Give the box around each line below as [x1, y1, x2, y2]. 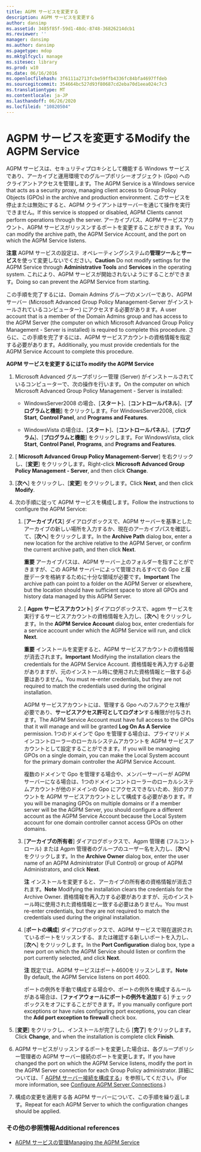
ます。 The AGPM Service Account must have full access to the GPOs [23, 716, 194, 724]
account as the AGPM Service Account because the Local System [23, 812, 187, 820]
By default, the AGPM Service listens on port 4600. [23, 973, 150, 981]
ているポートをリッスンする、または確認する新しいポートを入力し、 [23, 934, 192, 941]
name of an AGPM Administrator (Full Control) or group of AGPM [23, 859, 183, 867]
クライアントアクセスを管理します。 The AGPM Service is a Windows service [6, 180, 195, 187]
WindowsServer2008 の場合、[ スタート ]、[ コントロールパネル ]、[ [23, 400, 187, 407]
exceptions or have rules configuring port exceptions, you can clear [23, 1007, 191, 1015]
